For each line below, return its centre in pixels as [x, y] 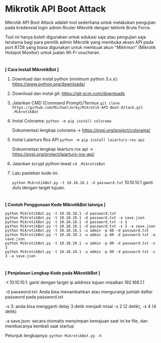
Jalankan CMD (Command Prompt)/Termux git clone [66, 103]
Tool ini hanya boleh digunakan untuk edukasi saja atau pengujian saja [75, 37]
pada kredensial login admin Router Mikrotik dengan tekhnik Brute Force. [78, 27]
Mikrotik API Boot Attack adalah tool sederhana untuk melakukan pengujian [80, 22]
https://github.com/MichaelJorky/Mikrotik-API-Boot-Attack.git [78, 108]
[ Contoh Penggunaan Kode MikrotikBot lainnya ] [55, 205]
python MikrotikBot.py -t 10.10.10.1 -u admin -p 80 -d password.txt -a [80, 235]
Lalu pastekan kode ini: [35, 173]
